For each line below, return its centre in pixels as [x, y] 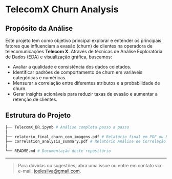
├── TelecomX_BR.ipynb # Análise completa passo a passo [67, 127]
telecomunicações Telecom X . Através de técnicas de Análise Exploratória [84, 51]
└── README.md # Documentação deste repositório [58, 151]
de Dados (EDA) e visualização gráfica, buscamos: [59, 57]
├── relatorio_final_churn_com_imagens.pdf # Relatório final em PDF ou [84, 137]
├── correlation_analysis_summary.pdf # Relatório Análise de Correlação [86, 142]
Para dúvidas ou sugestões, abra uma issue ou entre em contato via [89, 166]
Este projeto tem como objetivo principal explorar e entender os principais [83, 40]
